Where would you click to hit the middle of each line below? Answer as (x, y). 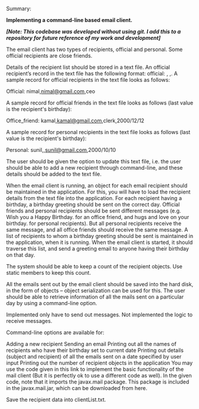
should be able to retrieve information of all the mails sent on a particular (95, 297)
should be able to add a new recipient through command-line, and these (94, 168)
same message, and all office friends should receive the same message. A (97, 230)
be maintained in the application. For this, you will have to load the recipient (99, 192)
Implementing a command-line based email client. (69, 20)
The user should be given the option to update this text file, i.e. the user (94, 161)
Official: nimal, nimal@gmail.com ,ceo (51, 91)
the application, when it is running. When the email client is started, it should (99, 242)
